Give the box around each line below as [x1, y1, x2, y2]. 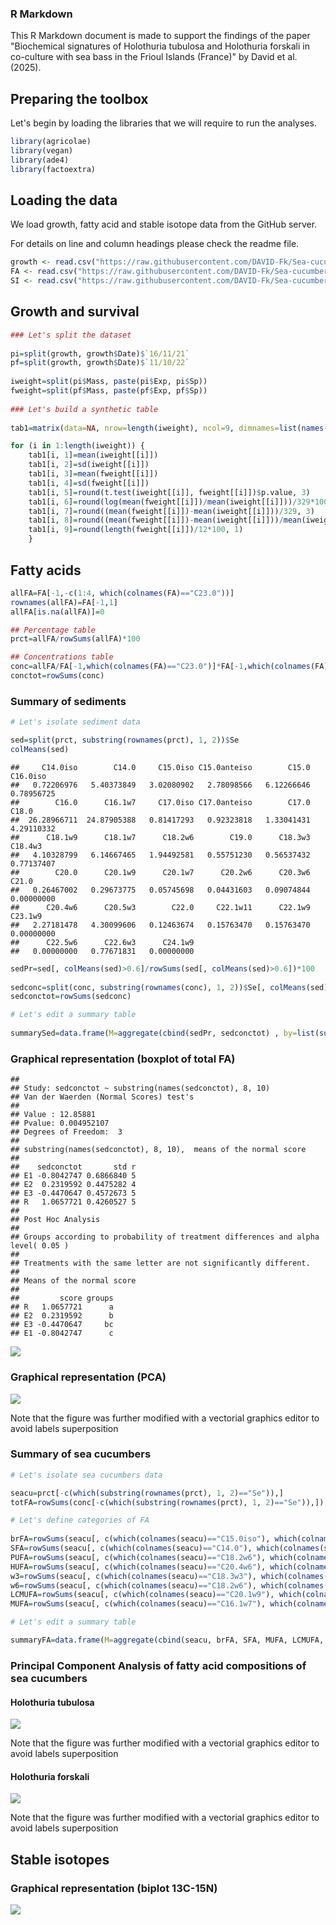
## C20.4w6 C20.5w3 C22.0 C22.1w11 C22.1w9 [10, 902, 311, 912]
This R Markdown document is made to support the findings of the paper [10, 30, 311, 42]
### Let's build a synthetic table [10, 404, 159, 414]
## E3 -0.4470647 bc [10, 1320, 114, 1330]
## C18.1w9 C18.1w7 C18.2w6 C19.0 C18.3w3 [10, 832, 311, 842]
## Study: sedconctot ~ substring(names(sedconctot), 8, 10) [10, 1083, 271, 1094]
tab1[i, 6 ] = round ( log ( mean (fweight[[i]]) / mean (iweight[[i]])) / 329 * [28, 497, 315, 507]
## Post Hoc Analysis [10, 1215, 101, 1225]
